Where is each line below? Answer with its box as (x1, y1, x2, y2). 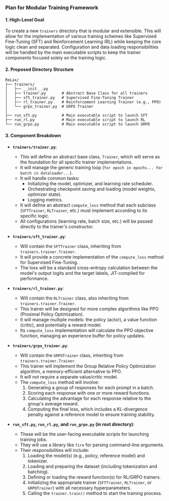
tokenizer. (27, 457, 48, 464)
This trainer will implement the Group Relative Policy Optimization (20, 363, 156, 369)
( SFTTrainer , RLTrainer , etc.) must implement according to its (20, 207, 147, 214)
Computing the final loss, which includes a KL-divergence (27, 406, 148, 412)
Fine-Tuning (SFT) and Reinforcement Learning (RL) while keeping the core (5, 38, 161, 45)
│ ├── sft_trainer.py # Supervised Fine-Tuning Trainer (5, 95, 135, 100)
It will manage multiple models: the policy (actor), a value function (20, 316, 157, 322)
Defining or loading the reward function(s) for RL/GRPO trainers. (27, 474, 161, 480)
